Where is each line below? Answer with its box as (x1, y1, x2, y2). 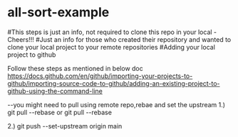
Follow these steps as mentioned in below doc (7, 64, 144, 72)
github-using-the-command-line (7, 87, 103, 95)
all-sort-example (7, 4, 110, 21)
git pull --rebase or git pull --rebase (7, 108, 113, 116)
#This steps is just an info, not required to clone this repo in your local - (7, 28, 217, 36)
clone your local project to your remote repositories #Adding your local (7, 43, 216, 51)
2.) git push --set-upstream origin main (7, 121, 123, 130)
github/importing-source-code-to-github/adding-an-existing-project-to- (7, 79, 220, 87)
